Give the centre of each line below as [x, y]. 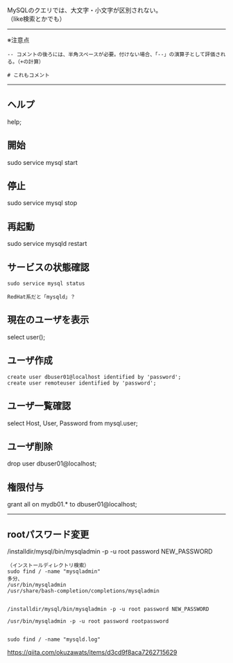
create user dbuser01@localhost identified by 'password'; [94, 377]
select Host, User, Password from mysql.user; [72, 423]
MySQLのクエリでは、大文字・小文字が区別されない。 [85, 10]
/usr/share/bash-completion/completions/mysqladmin [83, 591]
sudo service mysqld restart [47, 244]
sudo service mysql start [43, 162]
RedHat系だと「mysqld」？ [42, 297]
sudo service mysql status [46, 284]
